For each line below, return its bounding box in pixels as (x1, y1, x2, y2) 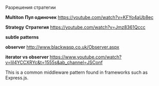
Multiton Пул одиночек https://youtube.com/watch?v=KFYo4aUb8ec (5, 14, 154, 20)
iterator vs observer (5, 54, 49, 60)
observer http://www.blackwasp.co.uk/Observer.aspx (5, 44, 120, 50)
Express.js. (5, 75, 29, 81)
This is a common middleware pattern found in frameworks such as (5, 69, 148, 75)
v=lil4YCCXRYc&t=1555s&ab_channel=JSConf (5, 59, 103, 66)
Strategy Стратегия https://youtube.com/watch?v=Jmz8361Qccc (5, 24, 146, 30)
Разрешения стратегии (5, 5, 56, 10)
